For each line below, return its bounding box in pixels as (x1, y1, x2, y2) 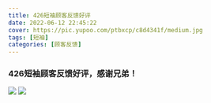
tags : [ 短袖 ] (8, 33, 49, 42)
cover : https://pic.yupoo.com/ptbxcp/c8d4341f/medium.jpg (8, 26, 203, 34)
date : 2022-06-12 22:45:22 (8, 19, 97, 27)
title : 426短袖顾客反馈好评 (8, 11, 91, 20)
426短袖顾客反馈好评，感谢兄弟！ (8, 68, 138, 79)
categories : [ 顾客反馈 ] (8, 41, 81, 49)
